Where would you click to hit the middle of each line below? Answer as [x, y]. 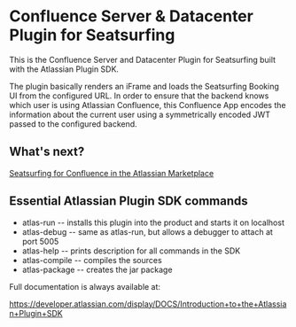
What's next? [47, 152]
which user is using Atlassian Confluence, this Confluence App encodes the [148, 105]
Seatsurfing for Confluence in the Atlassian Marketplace [112, 173]
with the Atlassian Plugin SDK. [64, 69]
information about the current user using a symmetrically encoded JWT [140, 114]
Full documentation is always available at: [85, 286]
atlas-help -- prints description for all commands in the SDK [131, 251]
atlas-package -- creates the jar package [97, 269]
